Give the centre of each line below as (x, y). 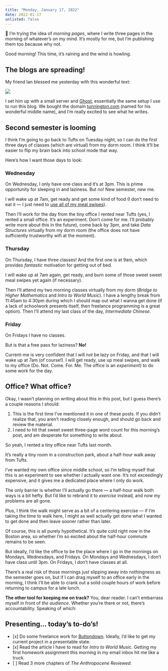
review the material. (33, 424)
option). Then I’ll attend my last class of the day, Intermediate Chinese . (78, 311)
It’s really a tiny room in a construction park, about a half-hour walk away (80, 454)
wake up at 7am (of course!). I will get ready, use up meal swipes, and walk (83, 360)
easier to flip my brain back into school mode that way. (62, 150)
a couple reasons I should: (33, 404)
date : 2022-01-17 (23, 15)
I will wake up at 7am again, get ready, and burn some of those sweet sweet (83, 275)
